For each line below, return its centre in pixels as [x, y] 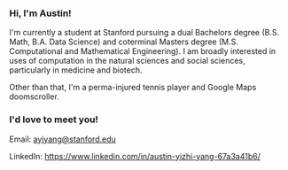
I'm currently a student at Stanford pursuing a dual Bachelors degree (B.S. [144, 33]
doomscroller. [34, 97]
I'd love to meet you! [54, 120]
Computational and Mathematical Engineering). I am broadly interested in [143, 51]
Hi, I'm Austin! [41, 13]
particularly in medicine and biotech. [76, 70]
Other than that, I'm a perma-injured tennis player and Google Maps [133, 88]
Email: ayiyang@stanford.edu [63, 139]
